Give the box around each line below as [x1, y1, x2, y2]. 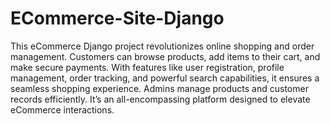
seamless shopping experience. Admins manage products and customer [10, 82, 309, 94]
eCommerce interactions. [10, 103, 115, 116]
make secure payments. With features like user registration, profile [10, 61, 285, 73]
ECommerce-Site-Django [10, 7, 225, 30]
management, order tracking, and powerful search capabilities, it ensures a [10, 72, 320, 84]
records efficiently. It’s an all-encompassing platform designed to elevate [10, 93, 311, 105]
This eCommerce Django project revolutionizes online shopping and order [10, 40, 315, 52]
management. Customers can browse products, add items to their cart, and [10, 50, 321, 62]
